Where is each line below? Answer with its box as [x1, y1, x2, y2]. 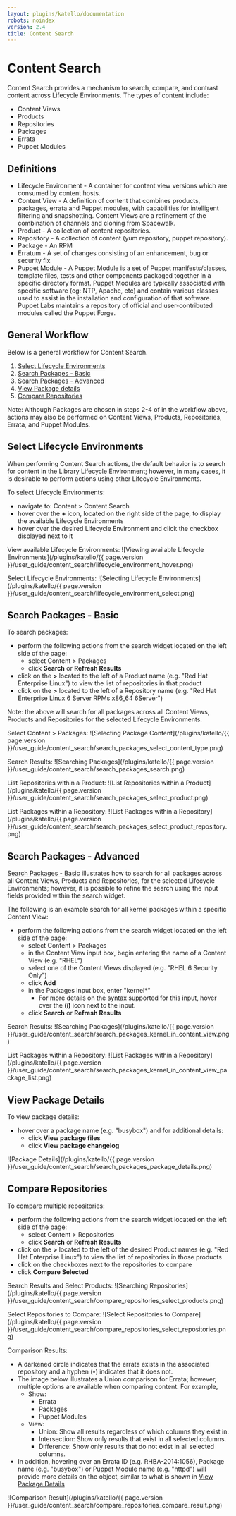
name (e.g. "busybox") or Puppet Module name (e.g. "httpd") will [17, 1465, 206, 1473]
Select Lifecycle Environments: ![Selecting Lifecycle [7, 574, 157, 582]
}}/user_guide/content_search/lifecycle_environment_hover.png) [7, 560, 194, 568]
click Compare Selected [17, 1267, 89, 1276]
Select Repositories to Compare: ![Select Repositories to [7, 1309, 170, 1319]
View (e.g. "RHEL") [27, 956, 83, 965]
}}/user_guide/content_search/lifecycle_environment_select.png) [7, 589, 195, 597]
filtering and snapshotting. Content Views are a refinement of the [17, 212, 206, 219]
